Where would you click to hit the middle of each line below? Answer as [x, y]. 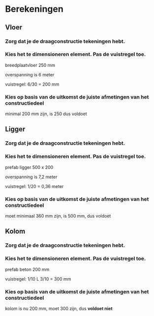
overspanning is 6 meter [30, 74]
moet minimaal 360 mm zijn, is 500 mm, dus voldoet [58, 216]
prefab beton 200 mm [27, 269]
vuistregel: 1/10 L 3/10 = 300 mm [38, 279]
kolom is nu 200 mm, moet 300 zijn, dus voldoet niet [59, 308]
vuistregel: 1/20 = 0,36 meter [34, 186]
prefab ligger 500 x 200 [29, 167]
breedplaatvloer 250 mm [30, 65]
